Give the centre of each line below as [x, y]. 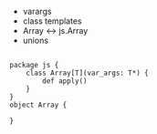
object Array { [38, 105]
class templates [52, 21]
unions [35, 40]
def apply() [65, 81]
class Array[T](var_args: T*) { [87, 73]
